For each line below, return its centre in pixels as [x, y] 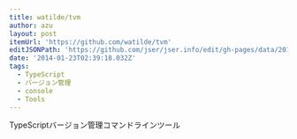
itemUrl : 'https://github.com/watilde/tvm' [91, 42]
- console [35, 91]
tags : [19, 67]
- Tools [31, 99]
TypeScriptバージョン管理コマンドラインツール [95, 125]
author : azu [31, 26]
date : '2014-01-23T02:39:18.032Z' [73, 58]
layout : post [33, 33]
